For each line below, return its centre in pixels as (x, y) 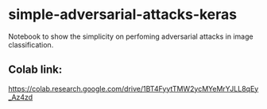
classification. (31, 44)
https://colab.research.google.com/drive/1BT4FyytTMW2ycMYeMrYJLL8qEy (133, 88)
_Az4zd (21, 97)
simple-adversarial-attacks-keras (122, 15)
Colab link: (35, 70)
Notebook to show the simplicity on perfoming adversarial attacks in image (131, 36)
